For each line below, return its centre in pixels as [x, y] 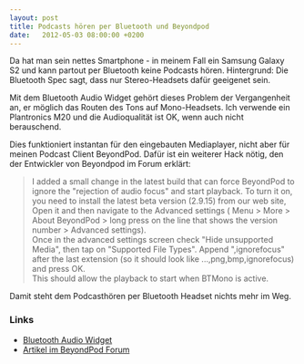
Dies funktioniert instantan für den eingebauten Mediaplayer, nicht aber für [150, 145]
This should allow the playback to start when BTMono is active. [150, 278]
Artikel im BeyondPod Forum [76, 349]
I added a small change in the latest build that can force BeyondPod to [163, 182]
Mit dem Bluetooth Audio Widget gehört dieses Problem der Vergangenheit [150, 98]
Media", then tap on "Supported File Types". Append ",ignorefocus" [158, 250]
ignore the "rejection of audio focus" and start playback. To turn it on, [162, 192]
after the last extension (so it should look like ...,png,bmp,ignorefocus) [163, 259]
